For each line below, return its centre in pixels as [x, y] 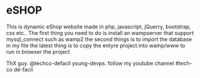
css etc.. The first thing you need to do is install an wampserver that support [100, 32]
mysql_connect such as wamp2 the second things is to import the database [99, 39]
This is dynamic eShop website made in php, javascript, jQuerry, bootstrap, [99, 27]
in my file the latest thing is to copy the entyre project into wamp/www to [96, 45]
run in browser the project [38, 51]
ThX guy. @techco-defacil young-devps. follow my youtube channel [90, 63]
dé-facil [24, 69]
